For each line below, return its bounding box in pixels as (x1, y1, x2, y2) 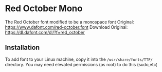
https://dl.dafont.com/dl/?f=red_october (5, 29, 85, 35)
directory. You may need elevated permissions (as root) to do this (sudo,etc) (5, 61, 158, 67)
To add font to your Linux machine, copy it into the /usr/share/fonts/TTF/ (5, 56, 153, 62)
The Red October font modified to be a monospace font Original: (5, 19, 134, 25)
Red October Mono (5, 3, 83, 14)
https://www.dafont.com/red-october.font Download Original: (5, 24, 128, 30)
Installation (5, 43, 40, 52)
